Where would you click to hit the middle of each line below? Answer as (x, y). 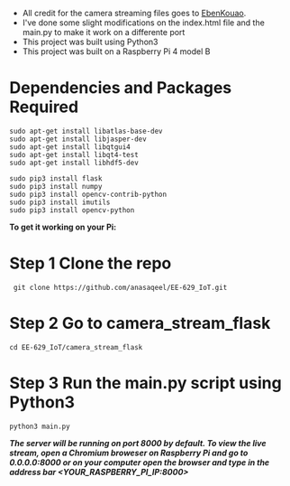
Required (44, 107)
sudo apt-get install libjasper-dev (78, 139)
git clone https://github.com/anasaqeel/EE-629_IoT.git (120, 287)
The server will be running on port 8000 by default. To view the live (138, 443)
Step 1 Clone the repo (91, 263)
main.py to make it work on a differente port (104, 32)
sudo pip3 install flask (56, 178)
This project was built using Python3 (90, 42)
